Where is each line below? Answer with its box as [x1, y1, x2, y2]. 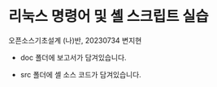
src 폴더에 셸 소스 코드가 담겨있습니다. [20, 69, 142, 79]
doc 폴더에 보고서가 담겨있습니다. [20, 52, 128, 62]
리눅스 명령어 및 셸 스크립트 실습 [8, 7, 209, 26]
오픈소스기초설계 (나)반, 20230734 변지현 [8, 35, 142, 45]
